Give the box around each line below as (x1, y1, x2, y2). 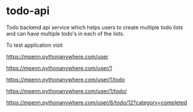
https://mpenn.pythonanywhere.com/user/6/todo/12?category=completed (6, 99, 187, 106)
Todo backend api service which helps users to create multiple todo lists (6, 24, 183, 31)
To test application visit (6, 41, 63, 49)
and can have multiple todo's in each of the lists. (6, 30, 125, 37)
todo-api (6, 4, 50, 18)
